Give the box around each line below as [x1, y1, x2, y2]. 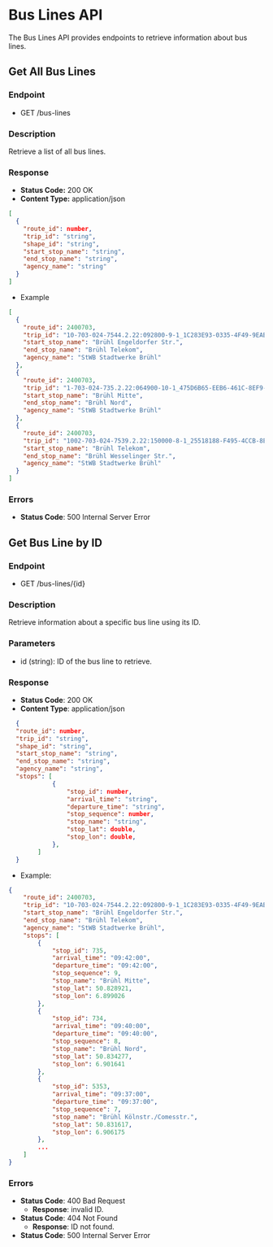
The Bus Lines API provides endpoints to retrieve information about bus [8, 33, 248, 42]
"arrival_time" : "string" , [66, 795, 158, 803]
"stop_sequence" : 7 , [51, 1105, 122, 1114]
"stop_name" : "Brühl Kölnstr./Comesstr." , [51, 1113, 198, 1121]
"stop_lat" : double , [66, 826, 136, 834]
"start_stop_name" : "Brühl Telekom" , [23, 444, 151, 452]
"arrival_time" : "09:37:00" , [51, 1090, 151, 1099]
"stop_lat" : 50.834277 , [51, 1052, 132, 1061]
